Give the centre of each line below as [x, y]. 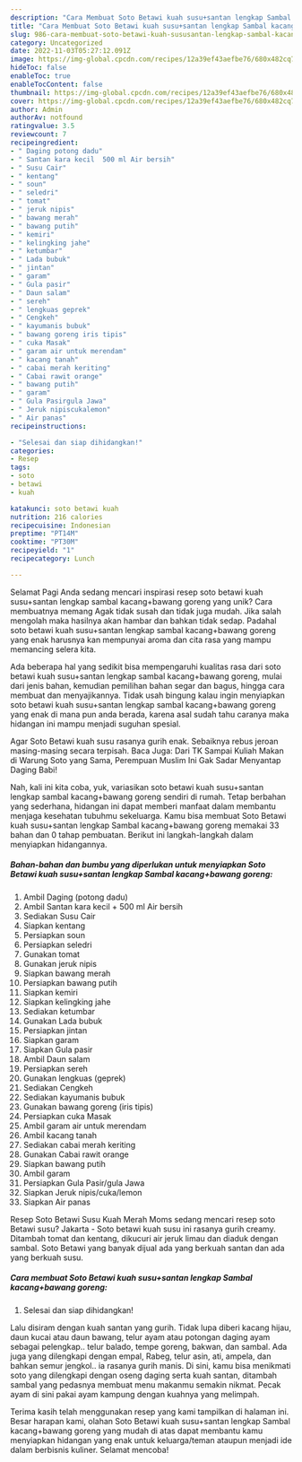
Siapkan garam [51, 1040]
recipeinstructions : [49, 426]
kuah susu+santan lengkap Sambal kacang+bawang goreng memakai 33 [145, 825]
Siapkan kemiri [51, 992]
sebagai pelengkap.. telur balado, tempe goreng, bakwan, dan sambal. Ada [149, 1346]
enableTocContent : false [56, 84]
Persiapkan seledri [57, 944]
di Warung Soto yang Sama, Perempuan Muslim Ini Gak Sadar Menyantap [146, 760]
